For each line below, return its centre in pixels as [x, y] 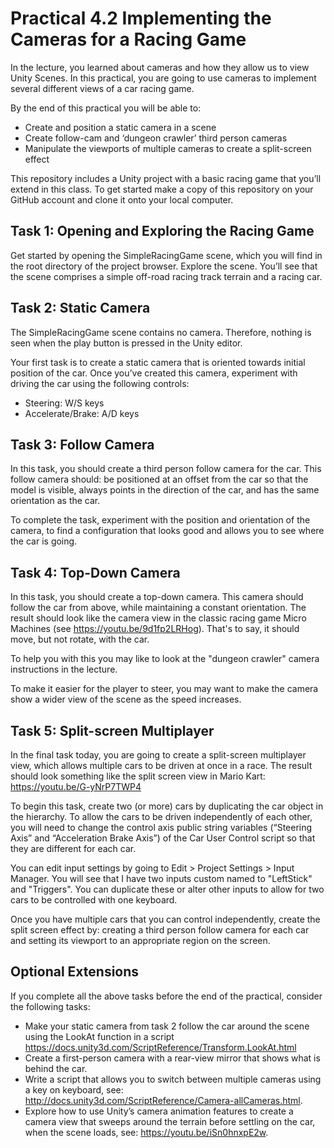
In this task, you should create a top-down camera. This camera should [157, 597]
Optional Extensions [75, 972]
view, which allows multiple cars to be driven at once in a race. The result [161, 765]
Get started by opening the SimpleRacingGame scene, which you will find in [166, 255]
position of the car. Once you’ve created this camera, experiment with [154, 373]
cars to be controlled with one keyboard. [94, 900]
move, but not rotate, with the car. [80, 639]
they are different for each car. [73, 848]
